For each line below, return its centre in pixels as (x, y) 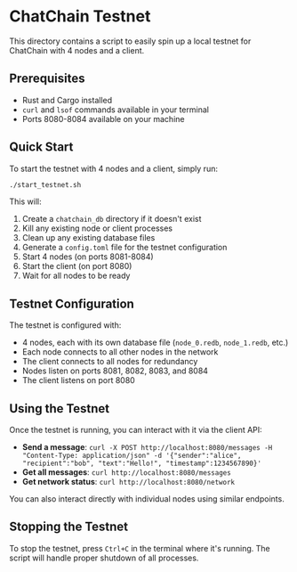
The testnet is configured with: (65, 325)
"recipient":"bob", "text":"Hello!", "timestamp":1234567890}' (142, 464)
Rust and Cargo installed (67, 100)
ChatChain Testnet (80, 16)
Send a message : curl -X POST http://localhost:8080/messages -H (147, 447)
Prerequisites (47, 79)
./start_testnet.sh (45, 184)
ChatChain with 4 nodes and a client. (77, 50)
